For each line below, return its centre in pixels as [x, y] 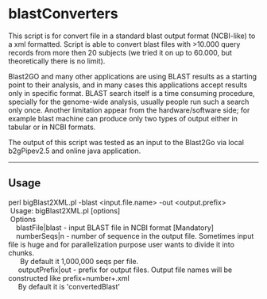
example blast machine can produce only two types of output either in [123, 118]
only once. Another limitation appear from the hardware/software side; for [129, 110]
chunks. [21, 253]
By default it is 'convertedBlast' [69, 286]
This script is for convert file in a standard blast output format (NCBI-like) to [132, 36]
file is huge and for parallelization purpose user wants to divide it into [121, 244]
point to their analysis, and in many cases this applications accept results [128, 85]
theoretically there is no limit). [57, 61]
